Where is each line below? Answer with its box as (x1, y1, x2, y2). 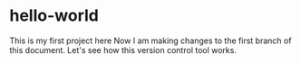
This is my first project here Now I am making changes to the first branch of (9, 35, 292, 46)
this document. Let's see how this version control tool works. (9, 44, 238, 55)
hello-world (9, 5, 100, 26)
